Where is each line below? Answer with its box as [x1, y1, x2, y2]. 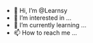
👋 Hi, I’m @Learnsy [13, 7, 68, 14]
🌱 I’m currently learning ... [13, 21, 87, 29]
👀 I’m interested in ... [13, 14, 72, 22]
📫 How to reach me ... [13, 29, 77, 37]
